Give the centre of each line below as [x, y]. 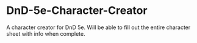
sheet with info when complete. [46, 33]
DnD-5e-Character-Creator [77, 11]
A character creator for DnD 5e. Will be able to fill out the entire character [99, 27]
